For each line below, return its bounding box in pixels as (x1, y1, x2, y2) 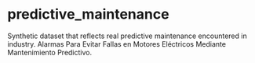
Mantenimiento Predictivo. (7, 47, 93, 57)
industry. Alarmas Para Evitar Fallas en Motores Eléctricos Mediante (7, 39, 227, 48)
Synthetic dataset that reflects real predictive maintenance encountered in (7, 31, 248, 40)
